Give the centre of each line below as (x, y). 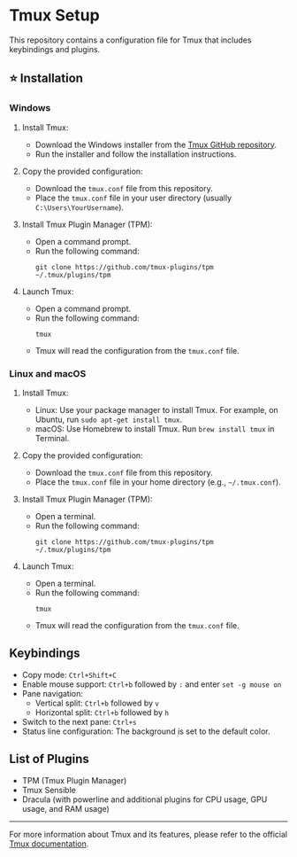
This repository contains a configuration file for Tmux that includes (130, 40)
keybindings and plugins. (55, 49)
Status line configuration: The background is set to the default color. (146, 731)
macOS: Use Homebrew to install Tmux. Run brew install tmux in (155, 428)
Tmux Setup (54, 16)
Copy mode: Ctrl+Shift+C (69, 674)
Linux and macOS (48, 373)
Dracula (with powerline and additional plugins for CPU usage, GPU (145, 799)
